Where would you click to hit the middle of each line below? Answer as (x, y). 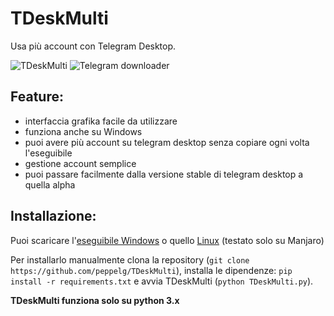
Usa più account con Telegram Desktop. (93, 46)
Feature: (37, 97)
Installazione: (53, 216)
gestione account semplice (80, 163)
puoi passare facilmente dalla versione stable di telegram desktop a (164, 174)
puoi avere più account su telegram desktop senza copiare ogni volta (167, 142)
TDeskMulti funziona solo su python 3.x (95, 300)
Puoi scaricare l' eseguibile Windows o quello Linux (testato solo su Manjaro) (167, 240)
